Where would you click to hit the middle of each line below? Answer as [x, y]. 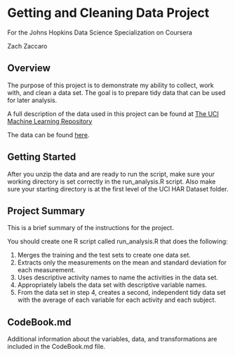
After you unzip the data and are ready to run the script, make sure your [111, 174]
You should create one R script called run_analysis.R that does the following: [117, 241]
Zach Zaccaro [27, 46]
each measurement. [46, 270]
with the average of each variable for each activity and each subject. [116, 300]
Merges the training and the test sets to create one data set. [104, 255]
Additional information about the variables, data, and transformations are [112, 339]
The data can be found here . [48, 134]
